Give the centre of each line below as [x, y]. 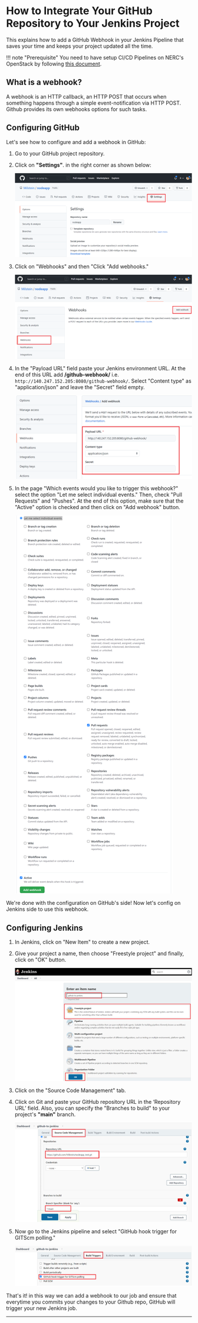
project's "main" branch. [45, 1115]
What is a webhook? [44, 82]
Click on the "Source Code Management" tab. [70, 1090]
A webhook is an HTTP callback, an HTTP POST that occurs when [86, 96]
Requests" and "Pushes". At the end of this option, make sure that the [99, 501]
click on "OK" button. [40, 960]
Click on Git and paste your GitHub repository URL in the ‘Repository [98, 1102]
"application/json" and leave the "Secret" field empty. [80, 387]
